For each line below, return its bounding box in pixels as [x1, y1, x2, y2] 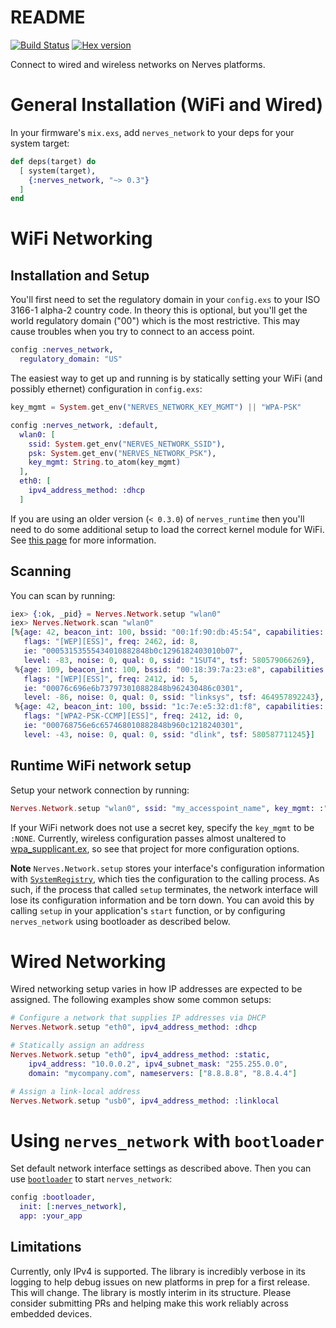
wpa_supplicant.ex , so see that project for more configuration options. [10, 842, 300, 855]
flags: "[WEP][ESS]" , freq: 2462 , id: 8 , [23, 637, 199, 647]
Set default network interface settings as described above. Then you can [10, 1162, 312, 1175]
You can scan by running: [10, 589, 116, 601]
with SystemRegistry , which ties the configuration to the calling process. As [10, 872, 320, 885]
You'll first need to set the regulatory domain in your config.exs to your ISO [10, 294, 321, 306]
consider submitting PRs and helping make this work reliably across [10, 1297, 289, 1309]
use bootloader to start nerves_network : [10, 1173, 173, 1185]
